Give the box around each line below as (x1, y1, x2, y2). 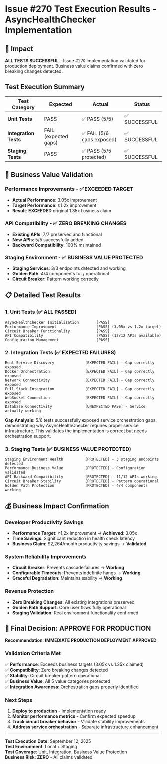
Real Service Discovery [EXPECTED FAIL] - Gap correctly (5, 360, 155, 365)
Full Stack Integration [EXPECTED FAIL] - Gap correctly (5, 387, 155, 392)
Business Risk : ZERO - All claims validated (5, 754, 93, 760)
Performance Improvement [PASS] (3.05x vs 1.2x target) (5, 324, 162, 329)
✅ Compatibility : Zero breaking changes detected (5, 667, 108, 673)
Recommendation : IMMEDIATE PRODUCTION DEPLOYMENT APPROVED (5, 637, 157, 643)
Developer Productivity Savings (5, 519, 83, 526)
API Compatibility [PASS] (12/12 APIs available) (5, 333, 162, 338)
